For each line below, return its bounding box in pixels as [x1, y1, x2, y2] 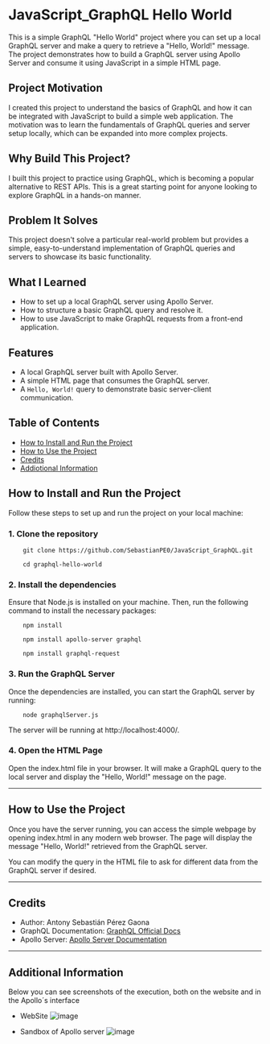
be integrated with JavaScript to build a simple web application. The [8, 111, 234, 121]
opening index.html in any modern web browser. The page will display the [8, 832, 253, 843]
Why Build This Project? [8, 151, 131, 166]
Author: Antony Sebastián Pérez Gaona [19, 918, 150, 927]
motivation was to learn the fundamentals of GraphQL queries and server [8, 119, 251, 130]
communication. [19, 393, 74, 402]
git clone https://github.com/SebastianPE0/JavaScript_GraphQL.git [22, 546, 253, 554]
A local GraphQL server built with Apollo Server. [19, 367, 179, 376]
